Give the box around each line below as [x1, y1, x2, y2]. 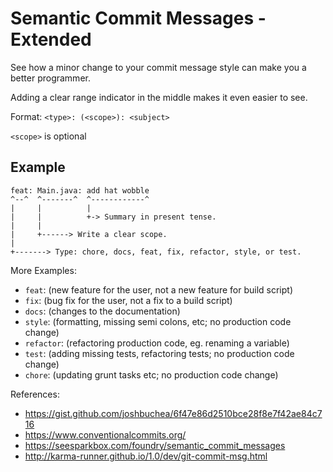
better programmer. [10, 72, 91, 84]
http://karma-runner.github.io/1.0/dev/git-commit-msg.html [24, 450, 268, 462]
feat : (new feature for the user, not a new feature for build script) [24, 283, 293, 296]
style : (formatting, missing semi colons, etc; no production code [24, 315, 292, 327]
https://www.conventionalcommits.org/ [24, 428, 187, 441]
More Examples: [10, 264, 77, 276]
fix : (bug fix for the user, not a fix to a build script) [24, 294, 233, 306]
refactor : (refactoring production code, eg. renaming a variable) [24, 337, 290, 349]
